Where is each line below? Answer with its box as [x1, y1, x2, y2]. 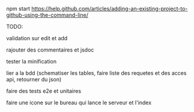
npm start [6, 5, 31, 12]
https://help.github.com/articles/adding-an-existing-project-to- [31, 5, 188, 12]
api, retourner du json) [6, 76, 62, 83]
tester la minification [6, 58, 57, 65]
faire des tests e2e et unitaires [6, 87, 82, 95]
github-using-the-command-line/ [6, 11, 89, 19]
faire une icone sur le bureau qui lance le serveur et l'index [6, 99, 152, 106]
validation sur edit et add [6, 35, 68, 41]
